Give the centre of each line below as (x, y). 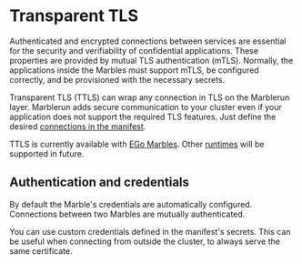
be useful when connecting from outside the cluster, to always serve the (145, 241)
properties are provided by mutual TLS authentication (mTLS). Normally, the (151, 60)
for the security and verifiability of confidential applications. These (134, 50)
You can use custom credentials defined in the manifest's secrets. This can (150, 231)
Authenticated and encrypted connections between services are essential (148, 41)
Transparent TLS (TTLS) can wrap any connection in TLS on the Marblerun (150, 97)
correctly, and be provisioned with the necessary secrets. (117, 79)
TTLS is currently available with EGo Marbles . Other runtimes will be (137, 144)
